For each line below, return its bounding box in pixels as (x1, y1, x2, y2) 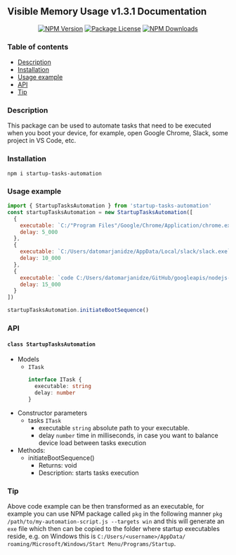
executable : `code (20, 274, 74, 281)
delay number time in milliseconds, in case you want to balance (38, 431, 219, 439)
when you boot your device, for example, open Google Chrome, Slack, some (7, 129, 228, 137)
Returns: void (38, 461, 77, 469)
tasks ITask (27, 416, 62, 425)
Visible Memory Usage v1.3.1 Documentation (7, 6, 207, 18)
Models (17, 355, 40, 363)
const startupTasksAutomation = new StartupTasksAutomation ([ (7, 208, 193, 216)
